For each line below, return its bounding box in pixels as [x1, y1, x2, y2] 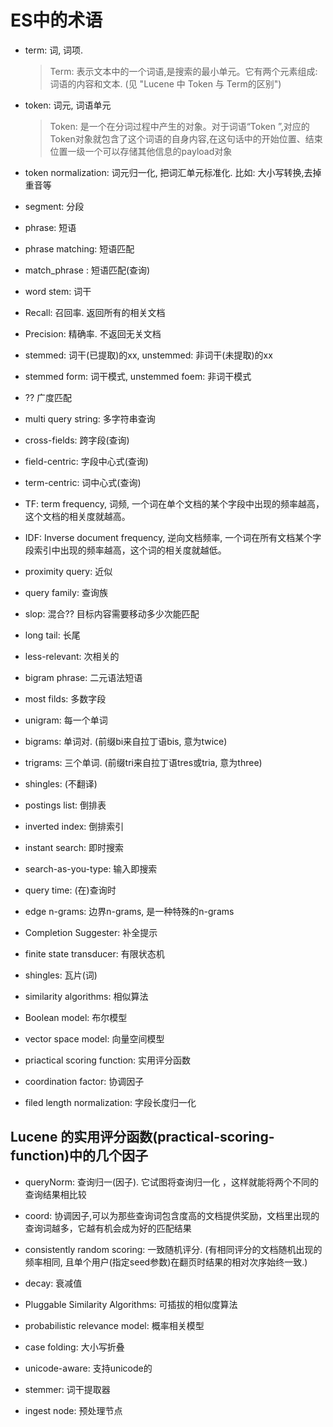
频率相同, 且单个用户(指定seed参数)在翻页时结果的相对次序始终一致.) [24, 1256, 308, 1268]
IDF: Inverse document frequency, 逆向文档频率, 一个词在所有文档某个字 [24, 531, 322, 543]
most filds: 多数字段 [24, 692, 107, 705]
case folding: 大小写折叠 [24, 1341, 125, 1353]
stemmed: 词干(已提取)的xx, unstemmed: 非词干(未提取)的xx [24, 349, 273, 361]
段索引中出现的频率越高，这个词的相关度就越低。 [24, 544, 227, 556]
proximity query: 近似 [24, 565, 113, 577]
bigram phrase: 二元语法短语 [24, 671, 143, 683]
